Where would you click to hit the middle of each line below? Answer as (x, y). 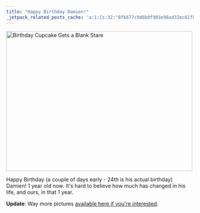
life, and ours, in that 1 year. (40, 192)
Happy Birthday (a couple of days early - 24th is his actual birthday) (90, 179)
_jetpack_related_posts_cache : (45, 17)
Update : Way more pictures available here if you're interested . (82, 203)
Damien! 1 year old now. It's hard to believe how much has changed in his (96, 186)
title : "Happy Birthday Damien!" (48, 12)
